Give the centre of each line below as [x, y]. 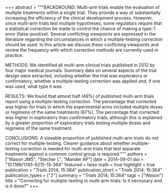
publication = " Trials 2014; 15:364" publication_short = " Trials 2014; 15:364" [84, 170]
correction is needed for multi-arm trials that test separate [80, 149]
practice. [14, 55]
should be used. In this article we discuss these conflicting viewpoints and [82, 44]
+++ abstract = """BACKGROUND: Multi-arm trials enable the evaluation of [82, 7]
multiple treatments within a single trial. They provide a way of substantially [83, 13]
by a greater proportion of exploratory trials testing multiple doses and [78, 123]
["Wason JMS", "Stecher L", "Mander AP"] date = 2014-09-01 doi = [74, 159]
